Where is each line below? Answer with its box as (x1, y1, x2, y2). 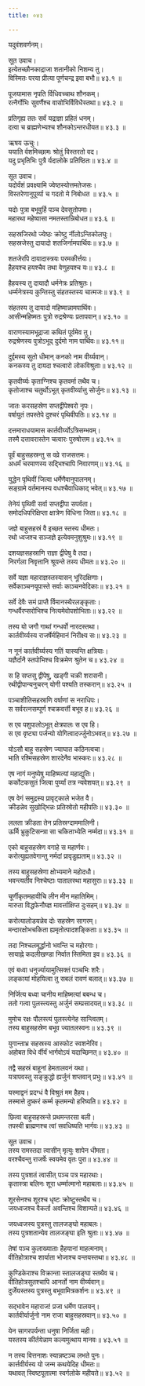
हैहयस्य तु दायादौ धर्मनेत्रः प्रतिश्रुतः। (8, 278, 92, 287)
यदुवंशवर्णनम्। (8, 40, 43, 49)
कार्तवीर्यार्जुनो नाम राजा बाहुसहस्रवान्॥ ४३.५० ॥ (8, 1310, 127, 1319)
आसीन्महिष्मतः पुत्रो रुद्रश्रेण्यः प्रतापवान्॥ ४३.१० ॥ (8, 312, 128, 321)
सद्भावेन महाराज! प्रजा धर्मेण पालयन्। (8, 1301, 100, 1311)
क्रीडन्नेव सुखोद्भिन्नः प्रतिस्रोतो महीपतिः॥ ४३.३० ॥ (8, 802, 129, 812)
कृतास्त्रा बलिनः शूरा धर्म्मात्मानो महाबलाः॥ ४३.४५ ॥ (8, 1179, 133, 1188)
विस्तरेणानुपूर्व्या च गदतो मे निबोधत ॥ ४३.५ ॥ (8, 189, 119, 199)
